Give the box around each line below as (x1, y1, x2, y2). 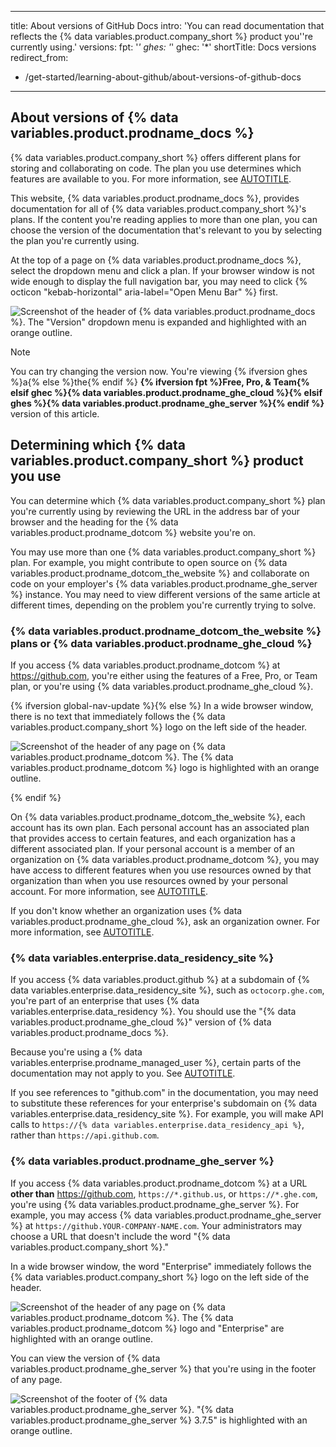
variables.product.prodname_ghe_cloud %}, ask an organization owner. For (10, 915, 320, 927)
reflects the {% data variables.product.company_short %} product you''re (10, 31, 313, 42)
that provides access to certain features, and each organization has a (10, 832, 296, 844)
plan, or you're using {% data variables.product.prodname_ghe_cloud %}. (10, 680, 314, 692)
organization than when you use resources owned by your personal (10, 874, 288, 886)
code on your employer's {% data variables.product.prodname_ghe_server (10, 577, 318, 590)
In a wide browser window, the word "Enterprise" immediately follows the (10, 1260, 312, 1272)
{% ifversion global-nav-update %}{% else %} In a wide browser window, (10, 699, 314, 711)
